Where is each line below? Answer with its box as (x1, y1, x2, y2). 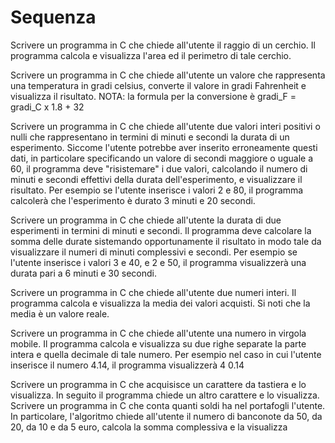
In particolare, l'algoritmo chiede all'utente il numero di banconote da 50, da (10, 410, 323, 422)
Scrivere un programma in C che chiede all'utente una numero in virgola (10, 327, 307, 339)
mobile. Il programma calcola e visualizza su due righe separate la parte (10, 337, 307, 350)
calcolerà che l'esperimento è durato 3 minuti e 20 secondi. (10, 194, 256, 206)
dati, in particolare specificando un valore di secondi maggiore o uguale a (10, 152, 314, 164)
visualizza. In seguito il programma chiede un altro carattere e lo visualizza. (10, 389, 320, 401)
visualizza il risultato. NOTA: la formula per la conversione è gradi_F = (10, 90, 297, 102)
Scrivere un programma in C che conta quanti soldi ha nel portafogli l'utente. (10, 399, 326, 411)
